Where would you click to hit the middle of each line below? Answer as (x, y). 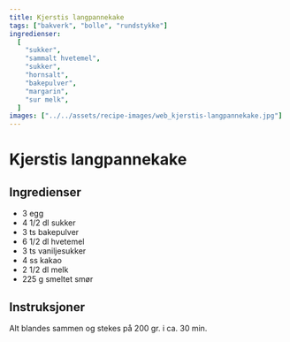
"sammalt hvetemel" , (63, 58)
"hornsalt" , (47, 75)
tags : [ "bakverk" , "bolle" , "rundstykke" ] (88, 26)
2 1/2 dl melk (45, 270)
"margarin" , (47, 91)
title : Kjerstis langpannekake (67, 17)
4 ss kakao (42, 261)
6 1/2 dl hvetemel (53, 242)
